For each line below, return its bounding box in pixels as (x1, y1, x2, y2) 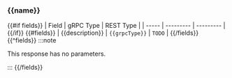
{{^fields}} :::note (7, 36, 57, 45)
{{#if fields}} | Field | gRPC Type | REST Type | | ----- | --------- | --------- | (7, 22, 226, 30)
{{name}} (7, 6, 41, 15)
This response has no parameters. (7, 49, 106, 58)
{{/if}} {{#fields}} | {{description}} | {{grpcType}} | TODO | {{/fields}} (7, 29, 199, 37)
